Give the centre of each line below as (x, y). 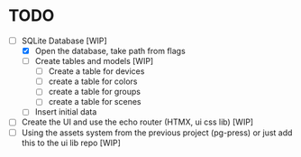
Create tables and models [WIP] (94, 61)
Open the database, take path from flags (110, 51)
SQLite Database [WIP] (64, 41)
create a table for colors (93, 81)
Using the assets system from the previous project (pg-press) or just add (157, 133)
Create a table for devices (96, 71)
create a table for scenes (95, 102)
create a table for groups (95, 92)
